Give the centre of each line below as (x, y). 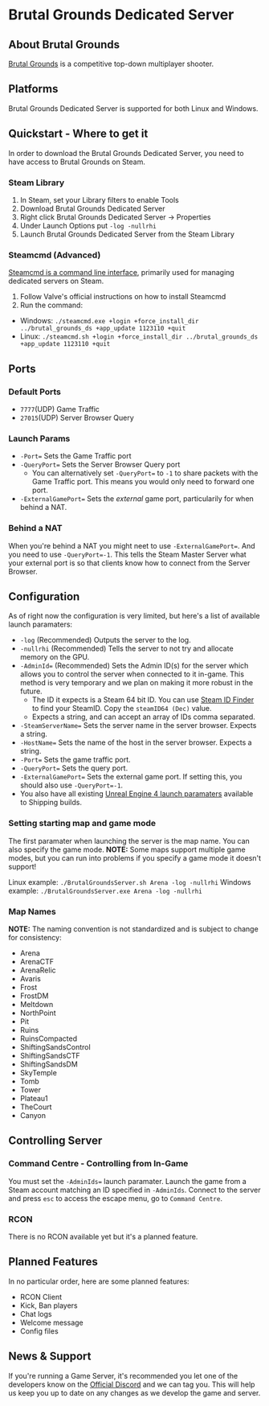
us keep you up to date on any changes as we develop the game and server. (134, 1392)
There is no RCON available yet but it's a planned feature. (103, 1236)
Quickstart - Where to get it (78, 134)
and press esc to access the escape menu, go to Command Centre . (116, 1198)
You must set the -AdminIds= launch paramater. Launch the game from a (127, 1181)
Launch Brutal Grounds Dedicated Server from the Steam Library (127, 234)
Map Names (32, 911)
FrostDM (34, 996)
